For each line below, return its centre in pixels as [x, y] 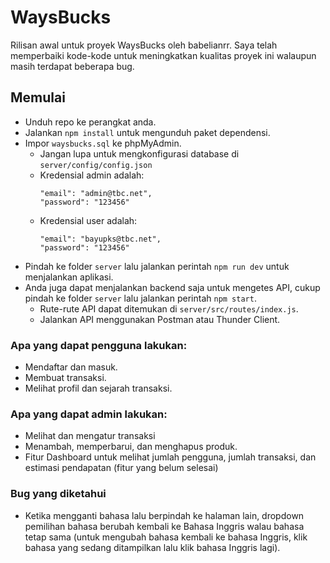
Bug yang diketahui [58, 494]
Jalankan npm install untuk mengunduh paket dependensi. [147, 132]
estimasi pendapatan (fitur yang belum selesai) [121, 468]
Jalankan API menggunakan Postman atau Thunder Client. [160, 319]
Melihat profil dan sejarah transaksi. [98, 388]
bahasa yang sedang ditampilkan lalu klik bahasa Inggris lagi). [152, 547]
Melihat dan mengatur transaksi [90, 436]
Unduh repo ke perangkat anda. [90, 122]
